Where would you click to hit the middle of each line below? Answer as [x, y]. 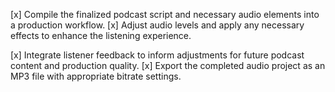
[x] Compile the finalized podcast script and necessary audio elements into [165, 14]
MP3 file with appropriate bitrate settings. [96, 76]
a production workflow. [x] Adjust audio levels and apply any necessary [157, 25]
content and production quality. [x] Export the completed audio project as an [168, 65]
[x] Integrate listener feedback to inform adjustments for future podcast [157, 55]
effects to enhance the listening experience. [101, 35]
